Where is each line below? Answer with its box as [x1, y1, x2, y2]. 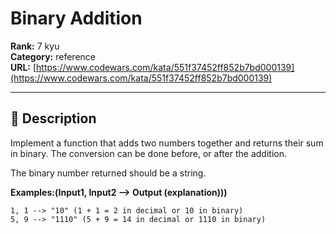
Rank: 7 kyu [10, 40, 60, 52]
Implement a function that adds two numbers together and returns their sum [10, 137, 324, 149]
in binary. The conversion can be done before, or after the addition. [10, 147, 287, 159]
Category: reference [10, 50, 96, 62]
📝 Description [10, 110, 97, 127]
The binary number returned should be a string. [10, 167, 207, 179]
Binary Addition [10, 7, 143, 30]
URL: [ [10, 61, 37, 73]
